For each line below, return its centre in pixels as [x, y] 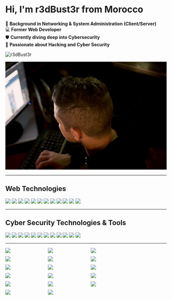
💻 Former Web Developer [33, 29]
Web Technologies [36, 189]
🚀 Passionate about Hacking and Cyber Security [58, 44]
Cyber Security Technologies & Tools [66, 223]
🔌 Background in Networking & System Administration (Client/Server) [81, 24]
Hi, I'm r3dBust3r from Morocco [74, 10]
